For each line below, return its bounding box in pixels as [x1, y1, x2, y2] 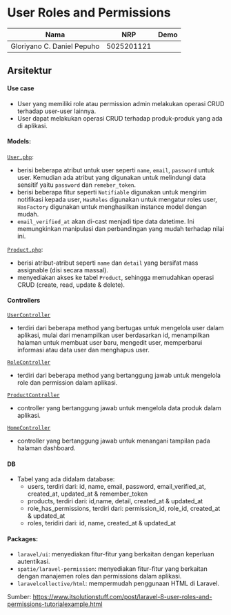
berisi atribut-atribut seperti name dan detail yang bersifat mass [17, 259, 199, 267]
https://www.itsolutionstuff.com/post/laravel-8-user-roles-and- [32, 593, 212, 601]
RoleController [7, 359, 51, 366]
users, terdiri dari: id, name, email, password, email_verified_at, [27, 483, 206, 491]
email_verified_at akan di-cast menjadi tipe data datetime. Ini [17, 217, 194, 225]
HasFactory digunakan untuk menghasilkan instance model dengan [17, 202, 207, 211]
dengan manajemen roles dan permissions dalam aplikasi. [17, 572, 182, 581]
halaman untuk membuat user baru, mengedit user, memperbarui [17, 338, 203, 346]
